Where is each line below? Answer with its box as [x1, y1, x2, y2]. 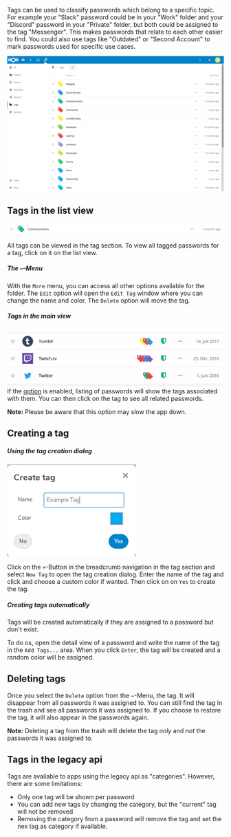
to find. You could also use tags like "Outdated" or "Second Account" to [7, 35, 211, 43]
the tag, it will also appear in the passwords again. [7, 713, 149, 721]
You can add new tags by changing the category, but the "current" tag [16, 800, 217, 808]
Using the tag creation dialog [7, 446, 93, 455]
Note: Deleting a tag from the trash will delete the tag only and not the [7, 726, 206, 735]
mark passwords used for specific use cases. [7, 43, 136, 50]
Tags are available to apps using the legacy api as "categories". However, [7, 772, 215, 780]
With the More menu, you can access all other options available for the [7, 281, 205, 290]
